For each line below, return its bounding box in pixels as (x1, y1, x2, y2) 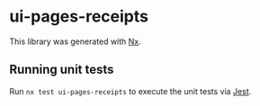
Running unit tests (9, 62, 114, 77)
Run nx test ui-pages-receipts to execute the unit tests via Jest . (9, 85, 252, 96)
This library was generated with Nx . (9, 36, 141, 47)
